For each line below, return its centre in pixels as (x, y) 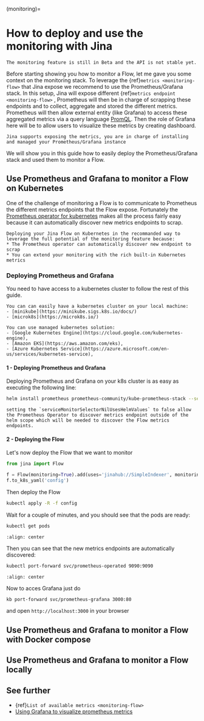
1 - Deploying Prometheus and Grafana (56, 367)
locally (19, 670)
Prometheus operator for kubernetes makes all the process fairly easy (94, 216)
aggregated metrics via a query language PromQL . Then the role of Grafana (101, 119)
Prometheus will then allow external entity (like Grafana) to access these (97, 113)
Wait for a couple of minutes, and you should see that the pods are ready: (98, 515)
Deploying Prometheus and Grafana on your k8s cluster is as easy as (93, 381)
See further (29, 690)
